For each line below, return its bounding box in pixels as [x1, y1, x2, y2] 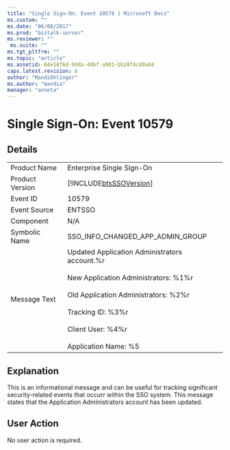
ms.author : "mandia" [7, 80, 66, 87]
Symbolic [10, 227, 41, 237]
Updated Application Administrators [67, 247, 183, 257]
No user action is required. [7, 436, 82, 444]
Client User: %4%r [67, 324, 128, 334]
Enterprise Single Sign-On [67, 163, 153, 172]
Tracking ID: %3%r [67, 307, 129, 317]
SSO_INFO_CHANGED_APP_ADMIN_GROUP [67, 232, 207, 241]
